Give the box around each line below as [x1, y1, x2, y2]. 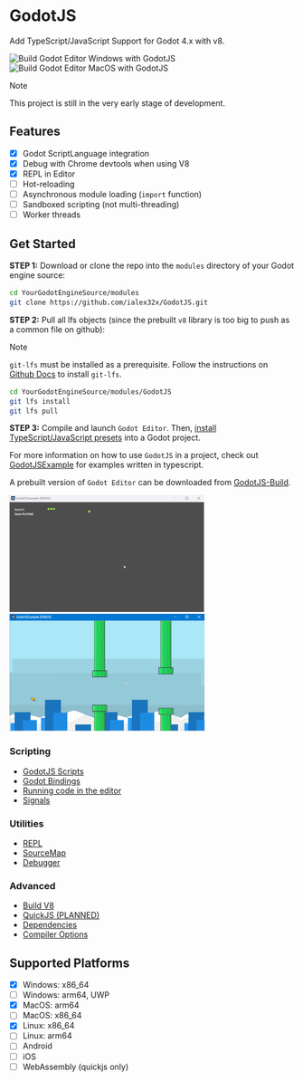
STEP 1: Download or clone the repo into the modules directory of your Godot [9, 260, 295, 271]
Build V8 [22, 900, 54, 911]
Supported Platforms [9, 955, 130, 971]
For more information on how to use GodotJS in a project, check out [9, 450, 259, 461]
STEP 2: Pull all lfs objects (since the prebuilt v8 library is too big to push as [9, 314, 290, 325]
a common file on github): [9, 323, 106, 335]
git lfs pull [9, 407, 59, 416]
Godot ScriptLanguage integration [22, 148, 150, 158]
